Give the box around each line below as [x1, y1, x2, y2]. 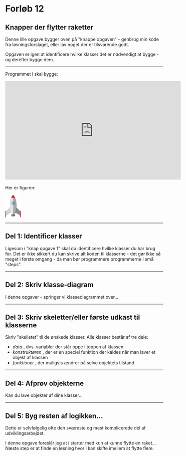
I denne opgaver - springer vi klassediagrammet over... [5, 294, 119, 300]
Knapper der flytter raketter [5, 23, 94, 32]
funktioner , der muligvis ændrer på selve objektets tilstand [12, 360, 134, 366]
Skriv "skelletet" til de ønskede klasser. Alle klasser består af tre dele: [5, 334, 149, 340]
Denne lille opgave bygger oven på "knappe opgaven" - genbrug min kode [5, 36, 159, 42]
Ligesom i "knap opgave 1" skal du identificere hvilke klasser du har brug [5, 245, 155, 251]
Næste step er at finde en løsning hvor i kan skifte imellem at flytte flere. [5, 445, 154, 451]
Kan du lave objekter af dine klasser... [5, 392, 83, 398]
